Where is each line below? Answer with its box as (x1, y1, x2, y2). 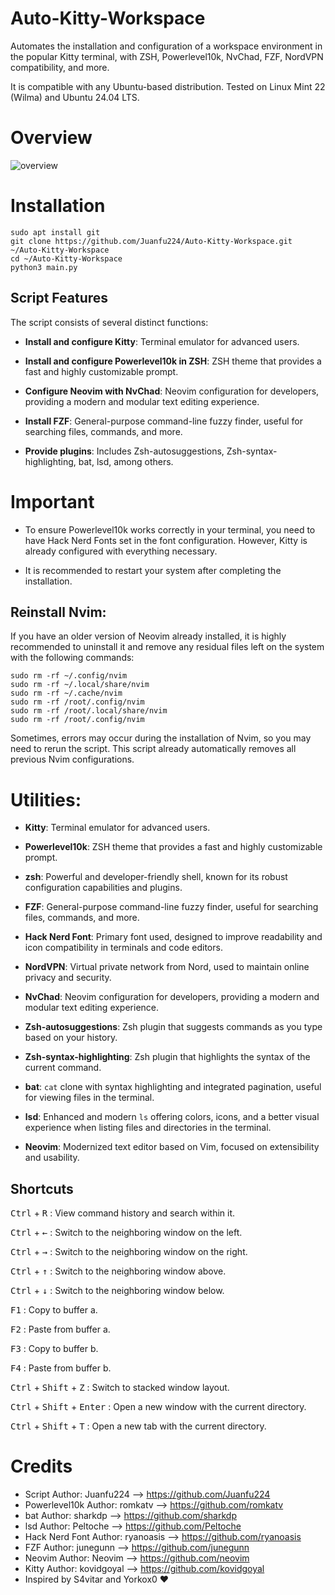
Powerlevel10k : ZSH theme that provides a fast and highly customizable (24, 841, 323, 853)
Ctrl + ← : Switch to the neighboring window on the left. (10, 1227, 243, 1239)
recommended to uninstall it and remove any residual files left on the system (10, 641, 325, 653)
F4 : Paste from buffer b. (10, 1362, 112, 1374)
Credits (10, 1455, 73, 1478)
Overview (10, 127, 93, 149)
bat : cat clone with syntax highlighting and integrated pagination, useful (24, 1081, 322, 1093)
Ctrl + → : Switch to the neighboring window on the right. (10, 1246, 248, 1258)
